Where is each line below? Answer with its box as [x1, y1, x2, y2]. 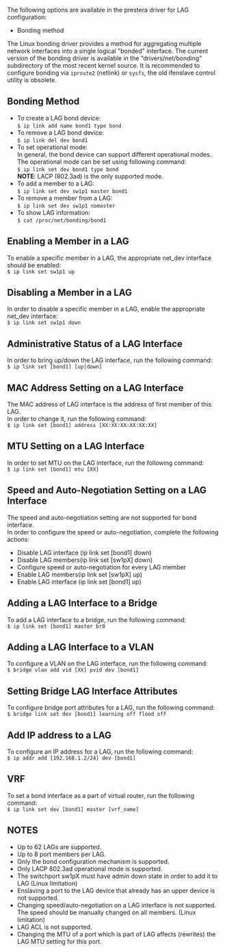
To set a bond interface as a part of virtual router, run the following [7, 791, 195, 799]
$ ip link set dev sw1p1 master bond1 [16, 188, 128, 194]
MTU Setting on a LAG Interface [7, 441, 145, 452]
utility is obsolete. [7, 76, 57, 84]
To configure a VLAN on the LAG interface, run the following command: [7, 660, 208, 668]
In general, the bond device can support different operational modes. [16, 150, 212, 158]
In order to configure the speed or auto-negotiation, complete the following [7, 528, 219, 536]
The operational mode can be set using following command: [16, 157, 187, 166]
